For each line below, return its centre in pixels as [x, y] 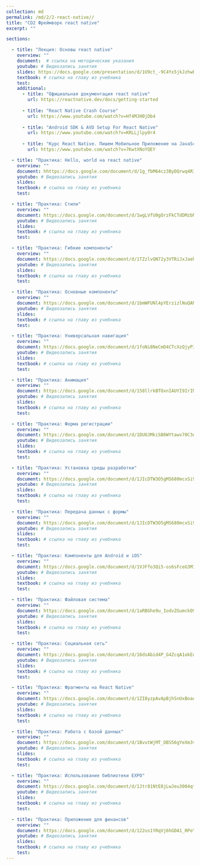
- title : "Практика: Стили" [46, 204]
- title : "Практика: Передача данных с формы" [70, 512]
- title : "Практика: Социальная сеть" [60, 644]
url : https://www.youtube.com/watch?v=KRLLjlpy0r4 [92, 133]
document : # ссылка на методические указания [76, 61]
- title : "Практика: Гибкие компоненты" [62, 248]
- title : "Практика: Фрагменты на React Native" [73, 688]
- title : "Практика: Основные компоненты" [65, 292]
